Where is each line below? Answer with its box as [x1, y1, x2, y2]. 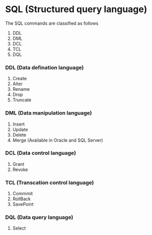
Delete [12, 132, 27, 138]
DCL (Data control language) [5, 150, 77, 157]
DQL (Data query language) [5, 214, 73, 221]
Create [12, 76, 27, 82]
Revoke [12, 166, 29, 172]
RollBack [12, 196, 31, 202]
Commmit [12, 191, 33, 197]
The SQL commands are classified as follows [5, 20, 99, 26]
